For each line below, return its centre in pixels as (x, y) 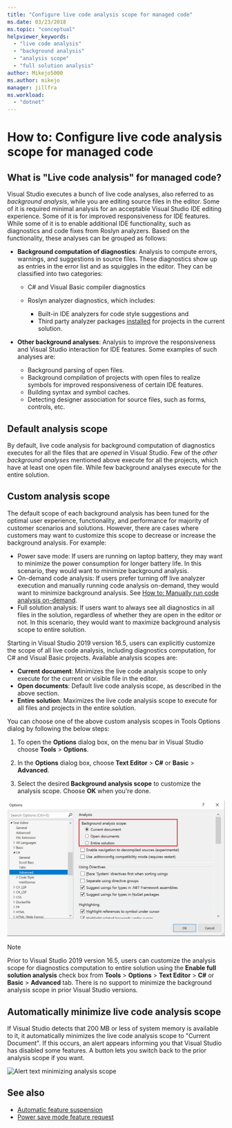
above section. (38, 693)
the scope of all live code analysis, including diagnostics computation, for (112, 650)
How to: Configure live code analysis (115, 137)
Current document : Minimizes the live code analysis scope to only (112, 671)
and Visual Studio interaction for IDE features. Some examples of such (117, 349)
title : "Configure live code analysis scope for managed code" (100, 15)
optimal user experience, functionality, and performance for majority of (108, 520)
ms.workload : (26, 95)
